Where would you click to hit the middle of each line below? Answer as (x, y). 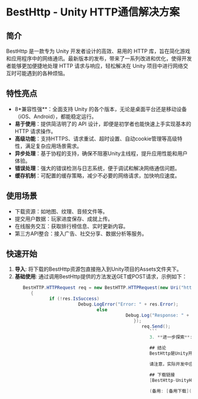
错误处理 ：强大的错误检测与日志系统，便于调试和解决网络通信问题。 (97, 168)
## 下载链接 (162, 375)
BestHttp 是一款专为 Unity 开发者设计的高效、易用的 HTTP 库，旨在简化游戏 (98, 51)
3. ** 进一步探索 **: (171, 338)
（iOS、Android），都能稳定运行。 (56, 116)
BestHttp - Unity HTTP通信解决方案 (93, 12)
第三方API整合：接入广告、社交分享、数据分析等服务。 (81, 233)
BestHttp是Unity (169, 353)
